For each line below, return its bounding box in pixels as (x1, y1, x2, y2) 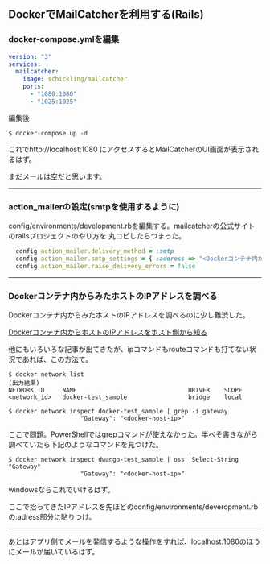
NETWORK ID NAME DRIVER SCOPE (8, 386, 243, 395)
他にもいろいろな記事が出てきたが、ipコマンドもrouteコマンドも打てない (8, 345, 250, 355)
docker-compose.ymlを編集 (8, 34, 120, 45)
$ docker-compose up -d (8, 129, 88, 137)
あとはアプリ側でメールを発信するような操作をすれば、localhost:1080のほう (8, 537, 261, 546)
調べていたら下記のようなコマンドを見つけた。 (8, 440, 163, 450)
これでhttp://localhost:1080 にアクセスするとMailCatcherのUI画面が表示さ (8, 144, 252, 154)
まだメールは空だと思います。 (8, 172, 107, 181)
